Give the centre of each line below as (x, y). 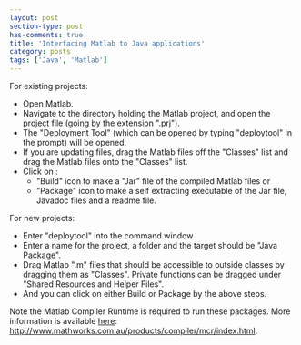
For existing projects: (49, 86)
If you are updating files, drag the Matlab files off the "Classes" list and (156, 152)
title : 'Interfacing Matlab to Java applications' (107, 43)
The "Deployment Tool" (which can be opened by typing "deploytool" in (157, 132)
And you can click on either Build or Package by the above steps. (145, 294)
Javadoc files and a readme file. (96, 200)
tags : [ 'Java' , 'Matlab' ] (58, 60)
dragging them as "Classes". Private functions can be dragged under (152, 274)
